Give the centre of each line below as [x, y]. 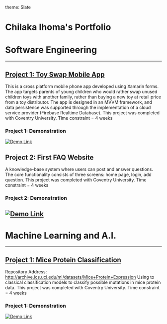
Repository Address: [26, 272]
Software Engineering [51, 50]
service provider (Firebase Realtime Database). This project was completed [83, 113]
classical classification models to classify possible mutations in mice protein [83, 282]
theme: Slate [18, 7]
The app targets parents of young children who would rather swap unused [81, 91]
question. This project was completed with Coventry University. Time [76, 180]
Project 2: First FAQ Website [49, 157]
